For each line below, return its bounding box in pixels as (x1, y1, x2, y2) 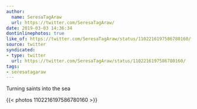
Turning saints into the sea (6, 85, 71, 92)
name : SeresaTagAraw (11, 14, 62, 20)
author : (6, 8, 25, 15)
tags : (6, 63, 19, 70)
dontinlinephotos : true (6, 31, 65, 37)
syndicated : (6, 47, 35, 53)
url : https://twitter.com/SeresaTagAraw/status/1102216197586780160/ (11, 58, 186, 64)
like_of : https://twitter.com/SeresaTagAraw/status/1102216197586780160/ (6, 36, 192, 42)
